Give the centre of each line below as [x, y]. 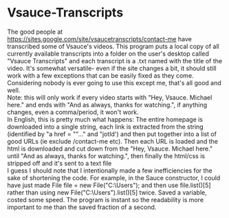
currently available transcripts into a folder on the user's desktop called [108, 54]
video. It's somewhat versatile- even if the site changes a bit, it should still [112, 68]
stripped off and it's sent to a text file [59, 163]
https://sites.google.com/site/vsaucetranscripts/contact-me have [100, 39]
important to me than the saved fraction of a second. [82, 207]
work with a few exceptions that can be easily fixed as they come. [100, 75]
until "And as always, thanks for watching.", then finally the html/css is [106, 155]
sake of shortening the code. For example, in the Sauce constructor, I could [114, 177]
